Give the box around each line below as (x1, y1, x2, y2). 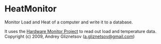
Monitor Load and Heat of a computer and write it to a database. (4, 19, 133, 25)
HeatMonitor (4, 3, 57, 14)
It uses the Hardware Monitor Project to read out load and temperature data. (4, 28, 157, 34)
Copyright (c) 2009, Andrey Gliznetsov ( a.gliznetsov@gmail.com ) (4, 33, 135, 39)
